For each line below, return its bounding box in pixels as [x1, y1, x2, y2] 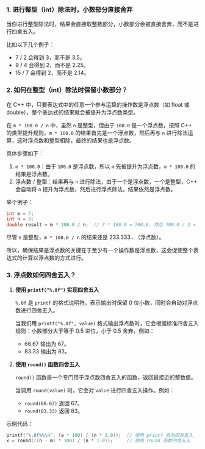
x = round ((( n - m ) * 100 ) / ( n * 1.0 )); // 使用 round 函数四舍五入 [6, 437, 190, 444]
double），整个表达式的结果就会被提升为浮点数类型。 [6, 108, 139, 116]
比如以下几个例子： [6, 41, 55, 48]
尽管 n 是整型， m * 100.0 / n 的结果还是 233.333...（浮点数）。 [6, 233, 165, 241]
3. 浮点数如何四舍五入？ [6, 271, 76, 280]
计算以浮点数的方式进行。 [22, 254, 87, 261]
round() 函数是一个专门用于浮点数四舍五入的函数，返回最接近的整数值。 [15, 373, 196, 381]
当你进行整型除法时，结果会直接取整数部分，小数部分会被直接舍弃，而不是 [6, 20, 193, 28]
